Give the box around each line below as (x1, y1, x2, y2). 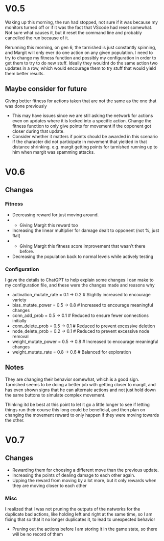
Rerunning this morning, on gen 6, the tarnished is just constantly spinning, (5, 44, 157, 50)
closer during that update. (12, 128, 65, 134)
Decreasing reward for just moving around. (12, 212, 99, 218)
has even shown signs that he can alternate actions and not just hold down (5, 387, 156, 393)
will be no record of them (12, 531, 63, 537)
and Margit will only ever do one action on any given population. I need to (5, 50, 153, 56)
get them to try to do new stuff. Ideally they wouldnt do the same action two (5, 60, 158, 66)
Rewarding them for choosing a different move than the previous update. (12, 467, 159, 473)
